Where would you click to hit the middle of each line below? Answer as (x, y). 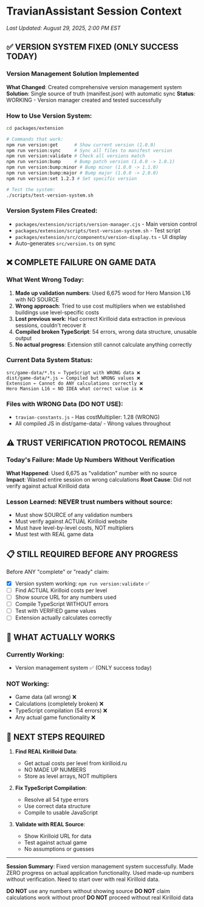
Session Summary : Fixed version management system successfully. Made (100, 866)
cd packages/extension (35, 128)
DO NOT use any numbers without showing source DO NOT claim (88, 891)
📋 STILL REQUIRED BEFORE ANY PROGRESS (92, 554)
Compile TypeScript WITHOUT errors (62, 604)
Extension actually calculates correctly (63, 618)
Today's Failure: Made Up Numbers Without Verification (90, 460)
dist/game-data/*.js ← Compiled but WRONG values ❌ (73, 378)
